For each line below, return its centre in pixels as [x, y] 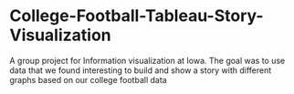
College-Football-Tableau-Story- [136, 16]
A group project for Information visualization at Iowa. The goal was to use [147, 60]
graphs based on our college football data [88, 79]
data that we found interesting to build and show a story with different [141, 70]
